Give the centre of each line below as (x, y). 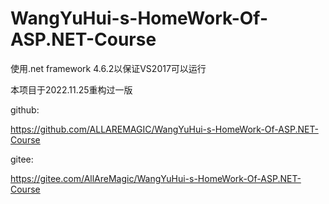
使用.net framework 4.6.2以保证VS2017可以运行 (108, 68)
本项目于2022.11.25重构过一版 (71, 89)
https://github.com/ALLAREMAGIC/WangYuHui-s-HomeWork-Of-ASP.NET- (164, 129)
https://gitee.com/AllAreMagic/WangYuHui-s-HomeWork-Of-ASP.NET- (156, 178)
